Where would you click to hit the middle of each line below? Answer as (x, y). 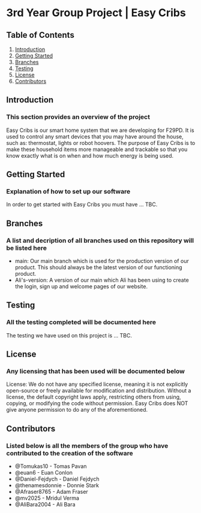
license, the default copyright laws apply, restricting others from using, (94, 397)
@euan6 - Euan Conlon (44, 473)
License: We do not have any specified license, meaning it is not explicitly (97, 384)
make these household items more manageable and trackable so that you (97, 149)
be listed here (26, 248)
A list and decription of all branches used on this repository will (100, 240)
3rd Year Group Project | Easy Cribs (96, 13)
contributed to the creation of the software (70, 453)
